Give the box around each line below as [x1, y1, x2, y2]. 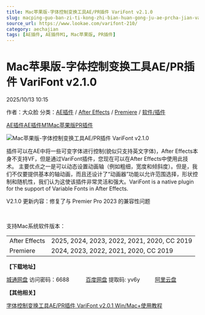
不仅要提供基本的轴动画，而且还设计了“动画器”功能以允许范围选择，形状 [11, 171, 193, 178]
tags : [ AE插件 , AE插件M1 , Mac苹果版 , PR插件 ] [6, 32, 116, 38]
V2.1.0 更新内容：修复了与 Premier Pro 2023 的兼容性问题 [6, 198, 151, 205]
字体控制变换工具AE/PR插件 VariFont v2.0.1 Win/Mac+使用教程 [6, 302, 163, 309]
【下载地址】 [6, 263, 38, 270]
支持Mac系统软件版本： [6, 223, 66, 230]
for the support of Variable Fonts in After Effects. [6, 185, 129, 193]
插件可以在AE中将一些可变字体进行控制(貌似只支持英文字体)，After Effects [6, 147, 193, 155]
